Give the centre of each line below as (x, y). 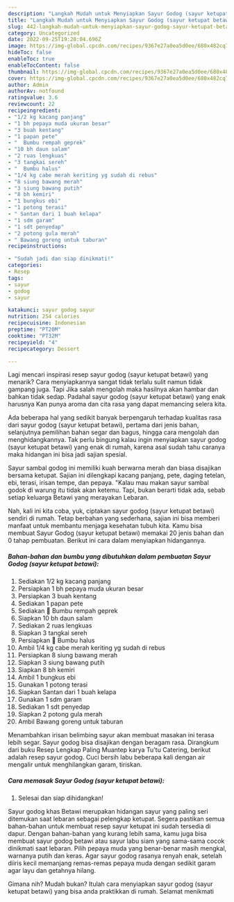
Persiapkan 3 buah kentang (57, 596)
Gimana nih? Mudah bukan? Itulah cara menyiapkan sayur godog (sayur (111, 884)
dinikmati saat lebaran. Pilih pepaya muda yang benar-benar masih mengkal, (117, 848)
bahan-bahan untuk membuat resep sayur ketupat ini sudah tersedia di (109, 826)
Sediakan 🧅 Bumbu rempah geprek (68, 611)
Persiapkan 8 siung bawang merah (68, 655)
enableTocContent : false (44, 65)
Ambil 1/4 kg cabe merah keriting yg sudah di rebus (91, 648)
